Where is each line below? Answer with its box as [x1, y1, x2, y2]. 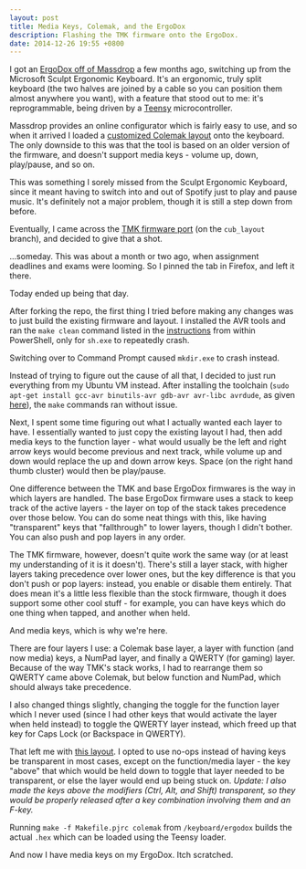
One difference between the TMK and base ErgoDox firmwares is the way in [9, 483, 296, 494]
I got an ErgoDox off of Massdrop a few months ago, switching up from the [9, 64, 291, 75]
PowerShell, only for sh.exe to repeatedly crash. [9, 335, 190, 346]
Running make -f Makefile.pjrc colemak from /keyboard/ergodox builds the [9, 822, 292, 833]
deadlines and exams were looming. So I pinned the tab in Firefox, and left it [9, 261, 295, 272]
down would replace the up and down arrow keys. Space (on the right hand [9, 455, 293, 466]
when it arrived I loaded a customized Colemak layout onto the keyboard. [9, 130, 285, 141]
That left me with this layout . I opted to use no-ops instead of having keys [9, 746, 286, 758]
